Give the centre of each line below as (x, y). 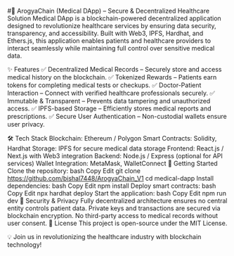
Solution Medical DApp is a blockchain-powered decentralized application (114, 18)
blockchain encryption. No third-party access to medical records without (113, 216)
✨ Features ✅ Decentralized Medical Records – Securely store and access (115, 69)
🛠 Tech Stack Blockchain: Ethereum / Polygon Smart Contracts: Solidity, (112, 138)
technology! (25, 245)
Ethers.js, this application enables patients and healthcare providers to (109, 41)
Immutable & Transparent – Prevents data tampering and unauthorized (109, 101)
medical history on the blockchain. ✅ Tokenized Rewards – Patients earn (112, 77)
